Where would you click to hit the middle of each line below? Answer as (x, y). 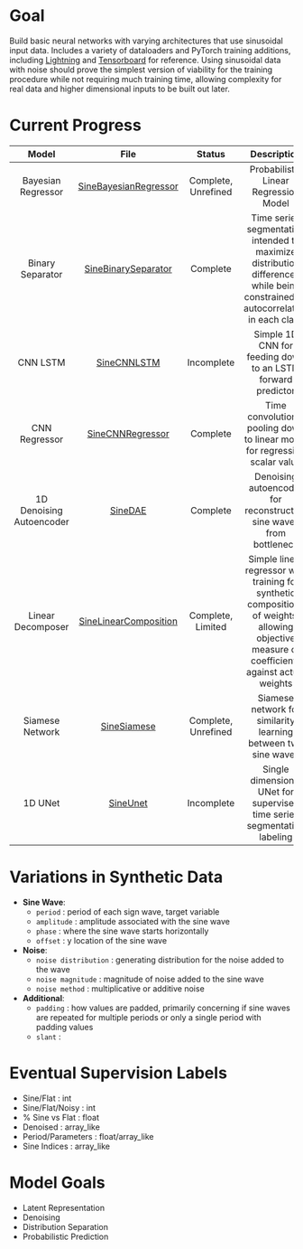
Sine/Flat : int (47, 1098)
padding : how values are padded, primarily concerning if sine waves (163, 1008)
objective (276, 638)
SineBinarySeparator (129, 268)
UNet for (276, 792)
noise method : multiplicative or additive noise (120, 988)
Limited (211, 626)
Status (211, 154)
